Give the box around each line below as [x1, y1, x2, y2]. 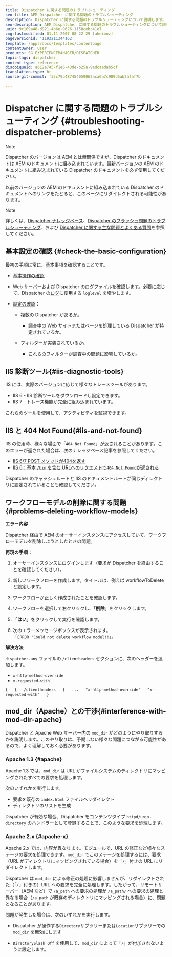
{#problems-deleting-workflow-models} [5, 506, 138, 515]
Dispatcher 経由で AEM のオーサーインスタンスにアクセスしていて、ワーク [5, 532, 162, 538]
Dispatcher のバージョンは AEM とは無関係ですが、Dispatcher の [5, 154, 142, 160]
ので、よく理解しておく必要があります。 [9, 742, 95, 748]
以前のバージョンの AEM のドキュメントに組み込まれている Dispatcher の [5, 184, 160, 190]
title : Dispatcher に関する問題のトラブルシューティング [5, 7, 115, 13]
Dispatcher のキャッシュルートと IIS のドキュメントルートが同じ [5, 475, 141, 482]
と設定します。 [12, 584, 45, 590]
